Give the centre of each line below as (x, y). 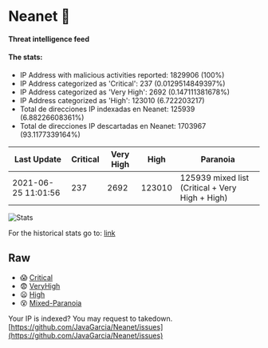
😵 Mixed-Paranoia (51, 302)
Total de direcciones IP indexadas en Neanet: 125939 (107, 109)
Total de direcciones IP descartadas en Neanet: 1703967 (113, 126)
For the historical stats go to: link (62, 233)
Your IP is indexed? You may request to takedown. (91, 318)
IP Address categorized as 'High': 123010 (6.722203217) (112, 100)
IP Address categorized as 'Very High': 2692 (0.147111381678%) (124, 92)
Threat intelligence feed (49, 38)
